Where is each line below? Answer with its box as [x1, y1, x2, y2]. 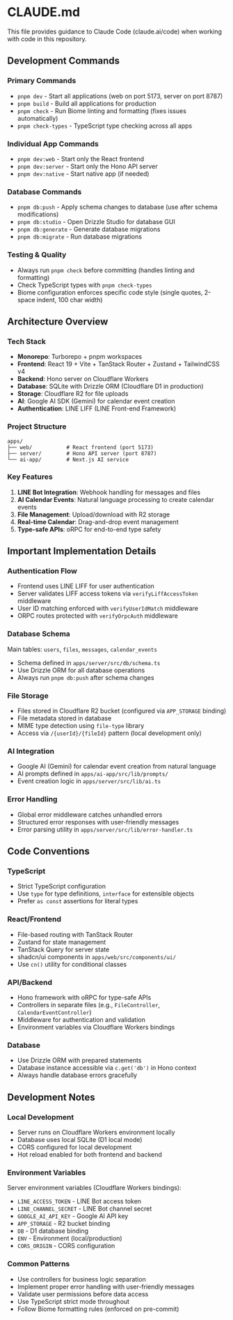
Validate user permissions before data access [17, 1289, 149, 1298]
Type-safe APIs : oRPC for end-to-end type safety [17, 525, 161, 533]
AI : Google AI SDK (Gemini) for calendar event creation [17, 397, 175, 406]
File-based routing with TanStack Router [17, 930, 134, 939]
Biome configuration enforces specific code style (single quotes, [17, 288, 203, 297]
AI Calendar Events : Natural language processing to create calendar [17, 495, 214, 503]
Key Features [7, 472, 54, 482]
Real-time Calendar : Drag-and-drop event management [17, 517, 179, 526]
